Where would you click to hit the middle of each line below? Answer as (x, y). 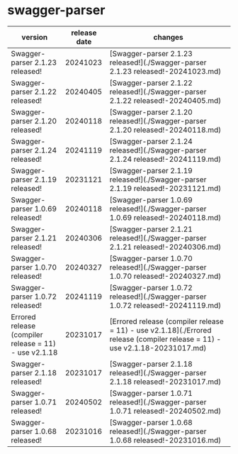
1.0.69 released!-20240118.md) (165, 217)
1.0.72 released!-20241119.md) (165, 305)
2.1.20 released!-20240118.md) (165, 130)
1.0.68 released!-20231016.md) (165, 440)
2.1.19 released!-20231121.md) (165, 188)
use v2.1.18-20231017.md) (158, 348)
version (35, 37)
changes (168, 37)
